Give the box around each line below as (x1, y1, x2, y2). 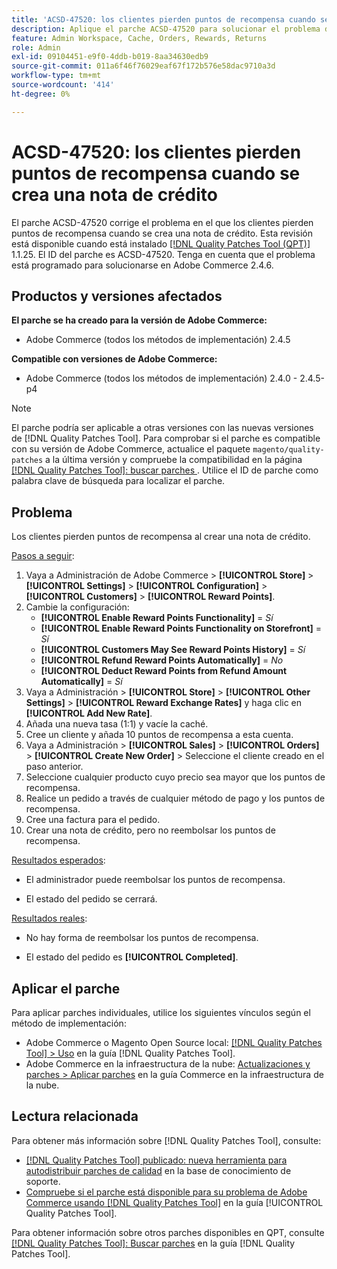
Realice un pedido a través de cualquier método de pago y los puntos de (25, 792, 326, 805)
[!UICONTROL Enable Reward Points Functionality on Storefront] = (40, 622, 323, 635)
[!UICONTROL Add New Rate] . (25, 707, 153, 720)
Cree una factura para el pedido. (25, 814, 161, 826)
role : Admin (11, 42, 61, 53)
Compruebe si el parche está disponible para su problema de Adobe (25, 1186, 308, 1198)
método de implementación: (11, 1017, 127, 1029)
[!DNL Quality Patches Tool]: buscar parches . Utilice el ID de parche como (11, 464, 319, 476)
